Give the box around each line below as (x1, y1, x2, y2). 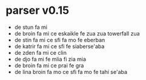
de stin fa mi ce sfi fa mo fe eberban (14, 36, 105, 43)
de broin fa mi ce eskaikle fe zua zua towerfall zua (14, 29, 140, 37)
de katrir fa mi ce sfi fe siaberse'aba (14, 43, 105, 50)
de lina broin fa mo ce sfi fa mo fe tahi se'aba (14, 68, 128, 75)
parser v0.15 (5, 4, 70, 17)
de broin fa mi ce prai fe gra (14, 61, 84, 69)
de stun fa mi (14, 23, 48, 31)
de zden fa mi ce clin (14, 49, 67, 56)
